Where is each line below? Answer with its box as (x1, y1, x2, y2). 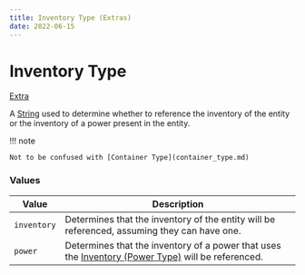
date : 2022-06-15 (9, 22, 75, 31)
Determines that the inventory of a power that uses (64, 239, 281, 251)
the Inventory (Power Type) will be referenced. (64, 250, 263, 263)
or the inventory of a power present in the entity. (9, 118, 191, 129)
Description (152, 197, 204, 210)
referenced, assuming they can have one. (64, 224, 241, 237)
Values (9, 174, 41, 187)
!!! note (9, 135, 36, 146)
